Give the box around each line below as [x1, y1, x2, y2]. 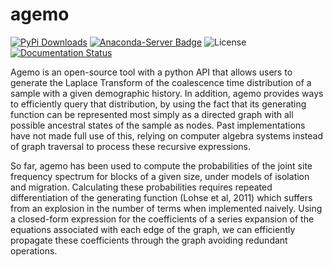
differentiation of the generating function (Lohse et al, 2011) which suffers [10, 191, 313, 203]
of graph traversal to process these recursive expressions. [10, 140, 252, 152]
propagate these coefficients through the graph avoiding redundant [10, 234, 288, 246]
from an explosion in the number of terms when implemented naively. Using [10, 202, 323, 214]
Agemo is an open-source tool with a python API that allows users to [10, 66, 293, 78]
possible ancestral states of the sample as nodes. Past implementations [10, 119, 306, 131]
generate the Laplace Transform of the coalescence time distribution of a [10, 76, 312, 88]
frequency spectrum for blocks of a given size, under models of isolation [10, 170, 310, 182]
